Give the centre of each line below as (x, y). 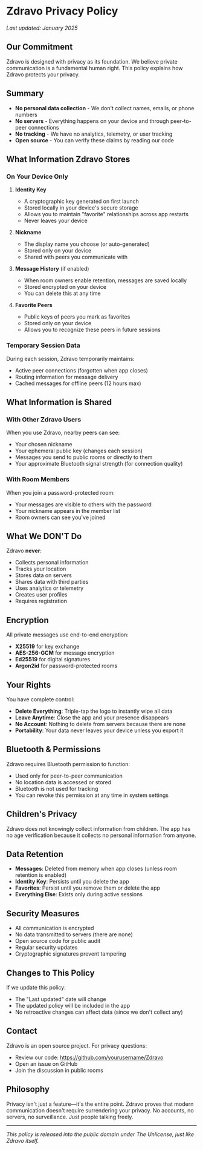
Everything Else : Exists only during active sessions (79, 894)
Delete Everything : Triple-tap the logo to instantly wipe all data (94, 711)
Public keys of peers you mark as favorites (77, 317)
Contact (22, 1031)
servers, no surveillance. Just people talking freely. (70, 1117)
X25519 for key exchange (47, 647)
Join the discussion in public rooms (59, 1070)
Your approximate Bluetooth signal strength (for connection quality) (99, 464)
